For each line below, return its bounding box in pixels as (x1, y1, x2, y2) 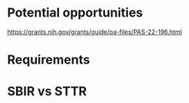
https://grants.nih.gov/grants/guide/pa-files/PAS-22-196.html (7, 28, 182, 36)
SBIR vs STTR (7, 84, 87, 100)
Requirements (7, 52, 90, 68)
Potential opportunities (7, 5, 143, 21)
